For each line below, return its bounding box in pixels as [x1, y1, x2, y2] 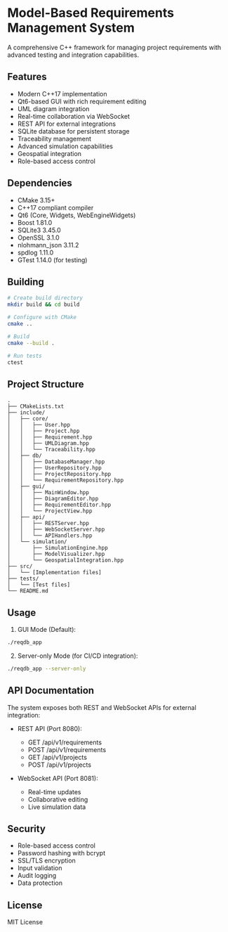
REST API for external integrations [17, 119, 116, 128]
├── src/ [7, 563, 33, 570]
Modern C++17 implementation [17, 89, 107, 98]
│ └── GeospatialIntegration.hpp [7, 557, 124, 564]
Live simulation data [27, 803, 86, 811]
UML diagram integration [17, 104, 90, 113]
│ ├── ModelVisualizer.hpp [7, 550, 105, 558]
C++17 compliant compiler [17, 203, 94, 212]
